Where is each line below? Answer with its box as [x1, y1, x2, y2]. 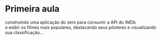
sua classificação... [5, 29, 44, 35]
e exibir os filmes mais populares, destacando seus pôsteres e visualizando [5, 24, 157, 30]
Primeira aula [5, 3, 60, 14]
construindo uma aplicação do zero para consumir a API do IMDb [5, 19, 136, 25]
